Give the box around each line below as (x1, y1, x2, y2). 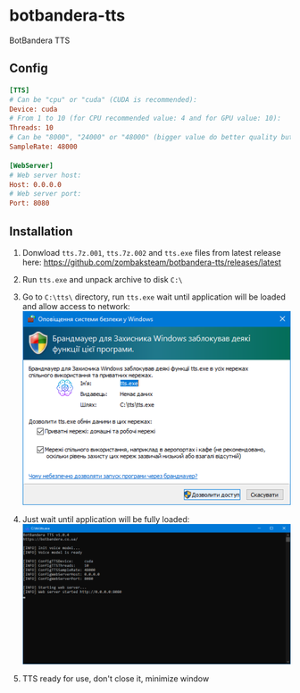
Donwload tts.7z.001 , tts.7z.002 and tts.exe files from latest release (21, 247, 281, 258)
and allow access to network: (21, 300, 131, 311)
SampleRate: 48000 (9, 142, 78, 151)
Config (9, 61, 48, 76)
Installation (9, 224, 73, 239)
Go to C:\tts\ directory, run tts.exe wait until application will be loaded (21, 292, 286, 302)
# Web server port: (9, 190, 82, 199)
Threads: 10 (9, 123, 54, 132)
